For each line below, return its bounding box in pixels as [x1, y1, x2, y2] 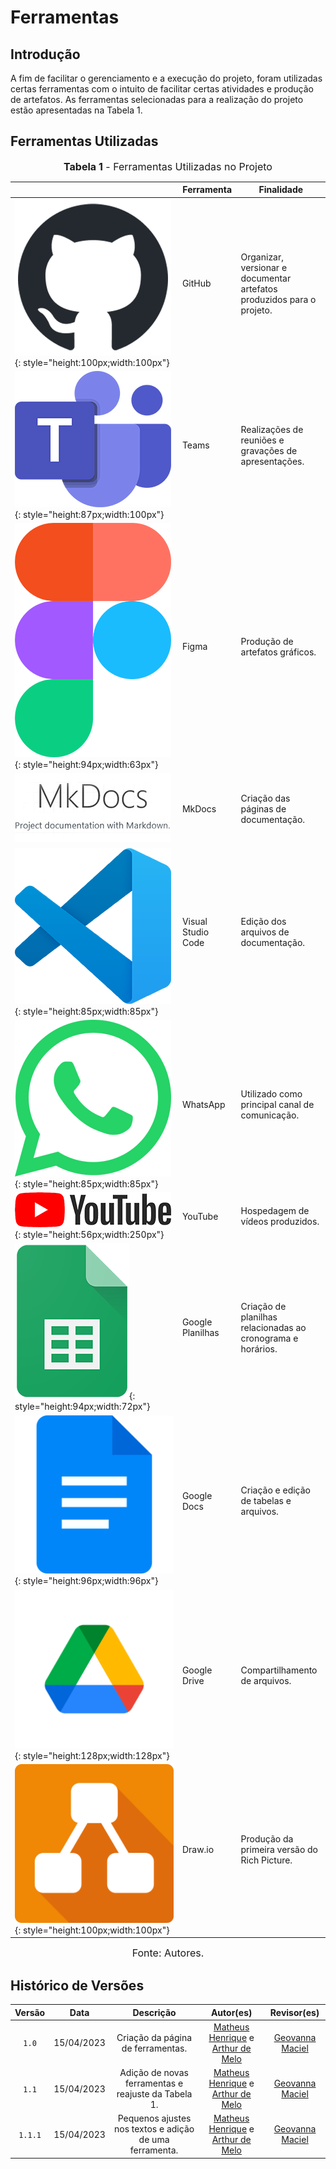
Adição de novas [119, 2067, 189, 2079]
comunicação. [240, 1109, 300, 1121]
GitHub [181, 277, 212, 290]
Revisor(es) [269, 2006, 320, 2018]
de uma [138, 2134, 170, 2146]
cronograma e [240, 1332, 299, 1344]
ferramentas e [125, 2077, 184, 2090]
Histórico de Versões [10, 1977, 145, 1994]
